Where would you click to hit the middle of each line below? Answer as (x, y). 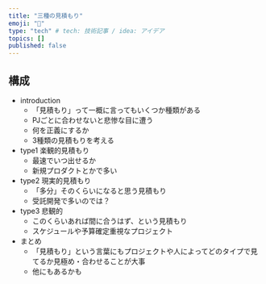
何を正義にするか (60, 130)
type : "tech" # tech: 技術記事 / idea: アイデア (87, 31)
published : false (37, 46)
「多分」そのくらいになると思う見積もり (99, 190)
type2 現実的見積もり (55, 180)
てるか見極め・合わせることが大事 (89, 261)
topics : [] (27, 38)
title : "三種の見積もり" (46, 16)
